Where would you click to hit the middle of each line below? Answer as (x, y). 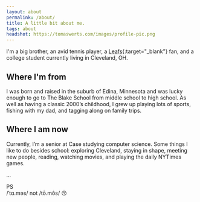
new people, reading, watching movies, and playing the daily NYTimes (94, 157)
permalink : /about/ (31, 17)
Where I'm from (36, 77)
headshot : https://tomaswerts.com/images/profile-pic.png (81, 34)
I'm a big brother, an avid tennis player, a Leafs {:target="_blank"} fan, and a (100, 51)
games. (16, 163)
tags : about (21, 29)
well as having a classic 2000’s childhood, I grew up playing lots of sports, (99, 104)
